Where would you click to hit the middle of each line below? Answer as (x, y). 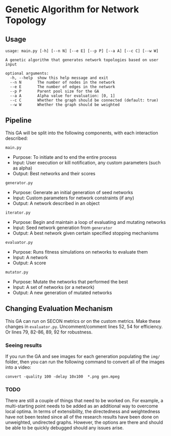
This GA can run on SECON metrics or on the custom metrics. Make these (83, 321)
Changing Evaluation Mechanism (59, 309)
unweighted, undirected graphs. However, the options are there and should (84, 422)
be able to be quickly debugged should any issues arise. (65, 428)
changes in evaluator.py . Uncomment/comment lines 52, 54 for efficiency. (84, 326)
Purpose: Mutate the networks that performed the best (70, 282)
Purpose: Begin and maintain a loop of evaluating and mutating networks (89, 222)
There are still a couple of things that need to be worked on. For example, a (84, 401)
